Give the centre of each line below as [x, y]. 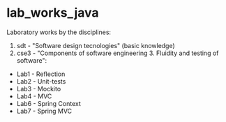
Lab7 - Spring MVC [44, 111]
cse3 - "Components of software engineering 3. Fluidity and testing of [118, 53]
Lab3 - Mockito [39, 89]
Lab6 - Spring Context [48, 103]
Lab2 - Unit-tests [41, 81]
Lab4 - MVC [34, 96]
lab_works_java [53, 13]
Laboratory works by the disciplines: [59, 32]
